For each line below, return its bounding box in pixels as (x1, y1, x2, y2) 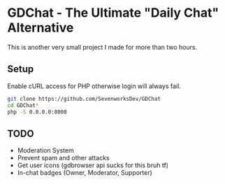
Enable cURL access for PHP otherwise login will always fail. (7, 82, 182, 90)
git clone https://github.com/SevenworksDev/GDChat (7, 95, 161, 102)
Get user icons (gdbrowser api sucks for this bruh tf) (17, 161, 169, 169)
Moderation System (17, 146, 75, 155)
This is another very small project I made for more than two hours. (7, 43, 198, 51)
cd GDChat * (7, 101, 39, 109)
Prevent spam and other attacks (17, 154, 110, 162)
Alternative (7, 20, 74, 36)
